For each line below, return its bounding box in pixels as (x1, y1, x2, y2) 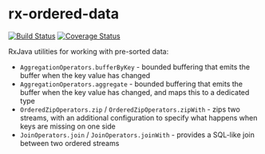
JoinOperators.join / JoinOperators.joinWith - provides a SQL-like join (19, 129, 255, 140)
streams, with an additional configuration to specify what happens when (19, 113, 258, 122)
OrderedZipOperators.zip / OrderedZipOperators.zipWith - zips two (19, 105, 241, 114)
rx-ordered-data (8, 5, 120, 23)
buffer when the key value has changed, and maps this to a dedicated (19, 87, 250, 97)
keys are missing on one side (19, 121, 116, 131)
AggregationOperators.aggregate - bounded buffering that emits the (19, 79, 243, 89)
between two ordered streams (19, 138, 120, 148)
